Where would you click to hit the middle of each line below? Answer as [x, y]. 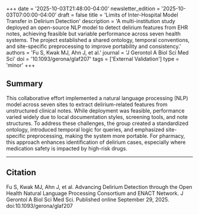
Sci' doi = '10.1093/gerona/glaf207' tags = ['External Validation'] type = [93, 59]
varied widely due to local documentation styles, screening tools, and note [97, 117]
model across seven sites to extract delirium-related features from [87, 104]
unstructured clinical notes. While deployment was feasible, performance [95, 110]
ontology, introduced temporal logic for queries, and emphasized [85, 129]
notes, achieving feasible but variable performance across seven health [94, 34]
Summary [25, 84]
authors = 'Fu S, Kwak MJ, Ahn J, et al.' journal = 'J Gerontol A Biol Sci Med [97, 52]
